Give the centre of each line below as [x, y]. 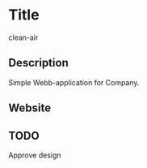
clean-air [23, 37]
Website [29, 108]
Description [38, 63]
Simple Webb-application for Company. [74, 82]
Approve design [35, 155]
